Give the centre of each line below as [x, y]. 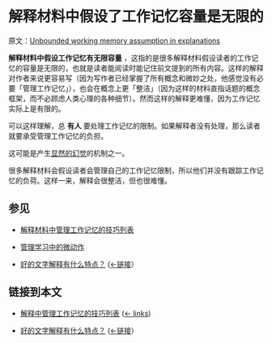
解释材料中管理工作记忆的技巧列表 [77, 229]
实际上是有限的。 [37, 108]
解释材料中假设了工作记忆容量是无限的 [136, 17]
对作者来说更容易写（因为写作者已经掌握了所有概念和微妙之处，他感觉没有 [132, 78]
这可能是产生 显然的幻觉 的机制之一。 [69, 153]
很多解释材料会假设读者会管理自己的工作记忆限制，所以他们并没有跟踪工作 [132, 170]
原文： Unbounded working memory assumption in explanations [115, 41]
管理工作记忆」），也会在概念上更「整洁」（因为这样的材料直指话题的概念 [141, 88]
